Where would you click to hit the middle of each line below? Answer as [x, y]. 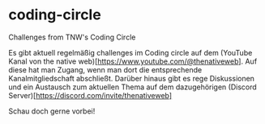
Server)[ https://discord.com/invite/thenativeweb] [90, 95]
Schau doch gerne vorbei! [52, 111]
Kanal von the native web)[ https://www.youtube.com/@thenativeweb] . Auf [133, 61]
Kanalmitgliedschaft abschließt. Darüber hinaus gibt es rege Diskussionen [132, 78]
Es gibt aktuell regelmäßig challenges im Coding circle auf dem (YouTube [130, 52]
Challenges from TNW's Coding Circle [72, 37]
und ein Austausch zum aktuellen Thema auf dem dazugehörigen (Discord [132, 87]
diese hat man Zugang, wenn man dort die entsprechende [105, 69]
